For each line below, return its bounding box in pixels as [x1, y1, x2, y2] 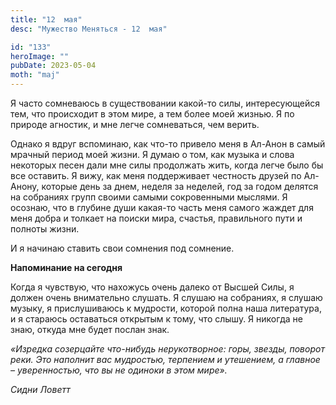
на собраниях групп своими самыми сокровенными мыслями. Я [10, 191, 288, 203]
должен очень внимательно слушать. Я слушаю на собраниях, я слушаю [10, 292, 323, 303]
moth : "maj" [10, 70, 60, 80]
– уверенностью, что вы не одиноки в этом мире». [10, 364, 228, 376]
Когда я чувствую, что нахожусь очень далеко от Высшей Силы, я [10, 281, 295, 293]
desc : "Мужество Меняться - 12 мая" [10, 24, 168, 34]
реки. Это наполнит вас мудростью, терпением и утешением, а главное [10, 354, 321, 365]
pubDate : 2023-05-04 [10, 61, 97, 71]
